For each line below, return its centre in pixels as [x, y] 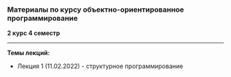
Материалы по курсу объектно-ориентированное [96, 10]
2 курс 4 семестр [34, 33]
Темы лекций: [29, 53]
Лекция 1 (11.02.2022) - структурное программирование [100, 66]
